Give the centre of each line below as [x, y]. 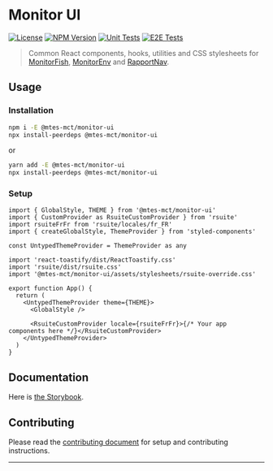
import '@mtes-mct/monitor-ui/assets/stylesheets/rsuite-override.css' [132, 274]
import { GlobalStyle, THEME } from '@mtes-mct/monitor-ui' [113, 210]
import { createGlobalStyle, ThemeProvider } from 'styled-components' [132, 232]
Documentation [49, 377]
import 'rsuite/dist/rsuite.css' [65, 267]
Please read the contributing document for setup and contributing [119, 442]
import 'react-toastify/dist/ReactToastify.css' [92, 260]
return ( [30, 296]
